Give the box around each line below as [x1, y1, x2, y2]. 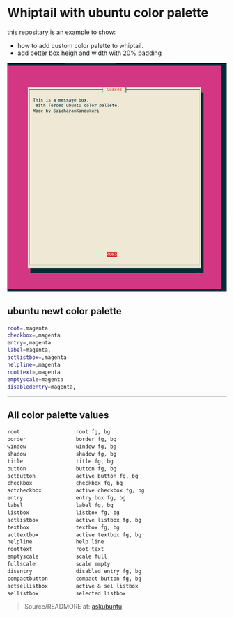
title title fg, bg [7, 458, 114, 465]
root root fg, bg [7, 428, 111, 435]
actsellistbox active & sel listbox [7, 582, 139, 589]
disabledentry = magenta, [7, 383, 77, 390]
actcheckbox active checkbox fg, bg [7, 487, 145, 495]
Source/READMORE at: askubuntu [24, 602, 123, 611]
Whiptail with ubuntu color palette [7, 5, 209, 21]
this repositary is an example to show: [7, 28, 116, 36]
